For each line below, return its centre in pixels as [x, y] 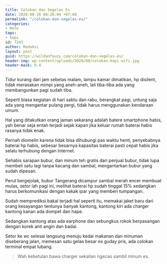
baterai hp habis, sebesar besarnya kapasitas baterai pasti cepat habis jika [82, 145]
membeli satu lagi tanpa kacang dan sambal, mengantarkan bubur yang [79, 166]
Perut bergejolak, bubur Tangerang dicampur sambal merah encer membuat [83, 181]
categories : [17, 24]
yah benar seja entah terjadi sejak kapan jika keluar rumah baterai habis [79, 126]
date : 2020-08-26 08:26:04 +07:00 [41, 14]
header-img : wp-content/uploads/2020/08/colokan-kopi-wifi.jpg [72, 61]
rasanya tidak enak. [25, 131]
